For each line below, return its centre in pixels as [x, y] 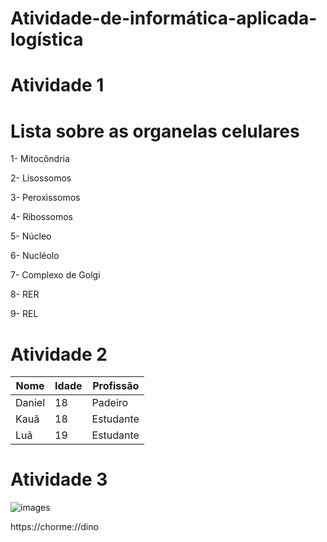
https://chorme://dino [54, 527]
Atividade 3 [59, 479]
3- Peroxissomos [45, 198]
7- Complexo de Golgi [55, 275]
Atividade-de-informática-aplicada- [164, 18]
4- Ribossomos [42, 217]
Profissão [116, 386]
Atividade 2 [59, 354]
